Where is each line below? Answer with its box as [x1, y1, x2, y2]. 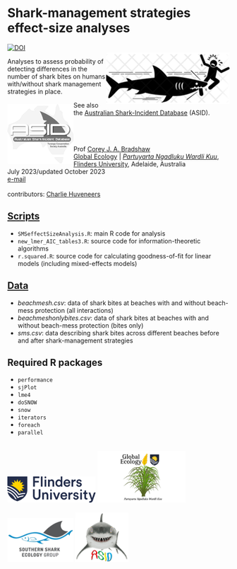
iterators [17, 414, 47, 422]
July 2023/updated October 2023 [7, 167, 106, 176]
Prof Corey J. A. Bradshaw [73, 144, 150, 153]
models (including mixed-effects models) [17, 259, 138, 268]
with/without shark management [7, 79, 102, 88]
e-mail [7, 175, 26, 183]
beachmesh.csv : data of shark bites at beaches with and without [17, 299, 206, 307]
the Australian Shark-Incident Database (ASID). [73, 108, 210, 117]
